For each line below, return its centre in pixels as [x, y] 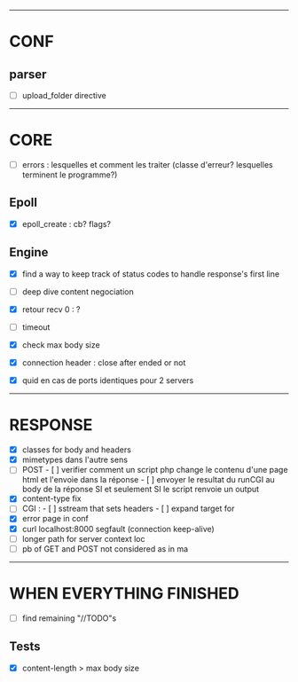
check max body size [61, 345]
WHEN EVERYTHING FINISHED [124, 593]
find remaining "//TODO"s [69, 618]
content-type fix [51, 498]
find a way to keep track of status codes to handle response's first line [151, 274]
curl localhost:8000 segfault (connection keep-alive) [118, 529]
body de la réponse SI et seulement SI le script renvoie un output [141, 490]
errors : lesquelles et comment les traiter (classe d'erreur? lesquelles [147, 165]
